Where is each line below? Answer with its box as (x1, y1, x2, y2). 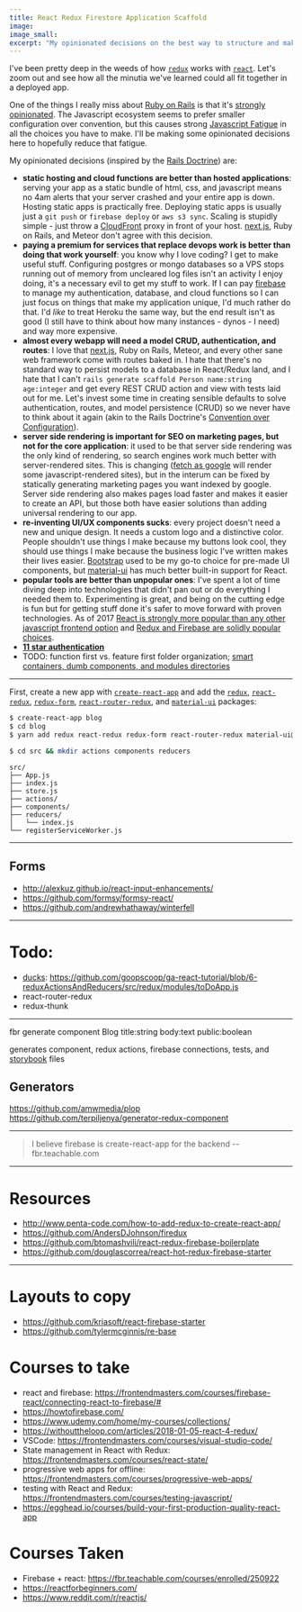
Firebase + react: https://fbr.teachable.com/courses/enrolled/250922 (22, 1573, 280, 1584)
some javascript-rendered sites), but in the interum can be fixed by (22, 469, 271, 480)
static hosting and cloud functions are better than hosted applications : (22, 173, 292, 184)
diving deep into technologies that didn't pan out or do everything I (22, 584, 271, 595)
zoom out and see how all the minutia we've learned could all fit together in (9, 73, 288, 84)
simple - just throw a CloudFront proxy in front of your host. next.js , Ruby (22, 221, 293, 231)
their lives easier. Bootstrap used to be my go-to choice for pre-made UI (22, 556, 290, 566)
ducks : (22, 972, 48, 983)
